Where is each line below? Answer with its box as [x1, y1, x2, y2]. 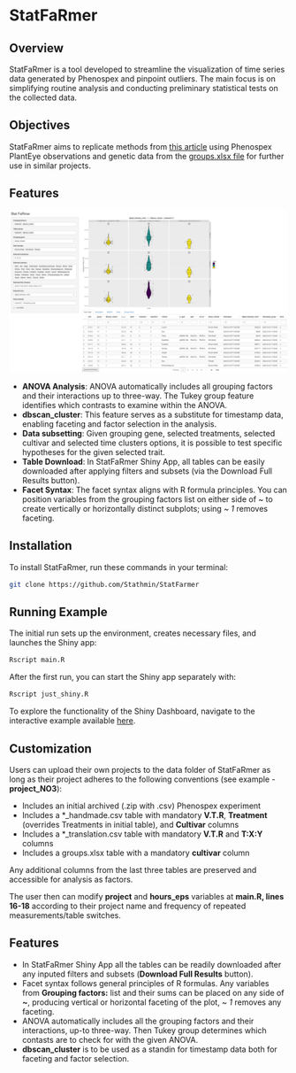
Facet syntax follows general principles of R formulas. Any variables [21, 977, 269, 988]
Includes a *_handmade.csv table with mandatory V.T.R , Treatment [21, 810, 268, 821]
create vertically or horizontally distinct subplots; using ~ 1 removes [21, 503, 268, 513]
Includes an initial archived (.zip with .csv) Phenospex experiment [21, 800, 262, 811]
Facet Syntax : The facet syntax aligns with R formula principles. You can [21, 484, 287, 495]
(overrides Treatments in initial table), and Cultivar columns [21, 820, 239, 830]
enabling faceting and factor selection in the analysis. [21, 418, 217, 429]
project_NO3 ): [9, 784, 63, 794]
